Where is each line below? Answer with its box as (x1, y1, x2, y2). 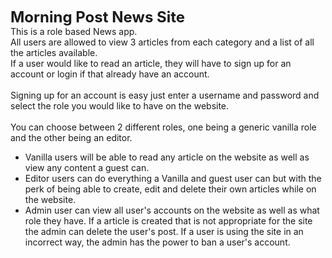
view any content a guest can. (24, 162, 150, 173)
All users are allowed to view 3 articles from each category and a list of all (10, 36, 315, 48)
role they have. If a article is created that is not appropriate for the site (24, 215, 313, 227)
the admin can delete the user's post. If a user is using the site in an (24, 226, 304, 237)
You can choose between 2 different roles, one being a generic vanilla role (10, 121, 317, 133)
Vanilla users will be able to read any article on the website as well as (24, 151, 310, 163)
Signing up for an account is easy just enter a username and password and (10, 89, 320, 101)
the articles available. (10, 47, 98, 58)
